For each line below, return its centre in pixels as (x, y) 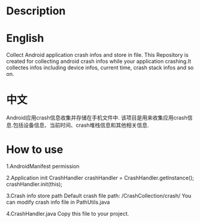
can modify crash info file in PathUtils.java (58, 202)
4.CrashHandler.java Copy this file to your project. (68, 214)
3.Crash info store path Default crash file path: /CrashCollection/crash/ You (99, 196)
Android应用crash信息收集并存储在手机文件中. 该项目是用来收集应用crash (97, 118)
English (25, 39)
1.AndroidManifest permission (43, 166)
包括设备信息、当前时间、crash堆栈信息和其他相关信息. (81, 125)
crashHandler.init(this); (34, 184)
